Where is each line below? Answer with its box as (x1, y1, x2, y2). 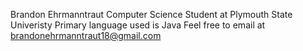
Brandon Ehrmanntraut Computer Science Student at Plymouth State (10, 9, 293, 20)
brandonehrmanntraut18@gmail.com (10, 30, 162, 41)
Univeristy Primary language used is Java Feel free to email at (10, 19, 266, 31)
